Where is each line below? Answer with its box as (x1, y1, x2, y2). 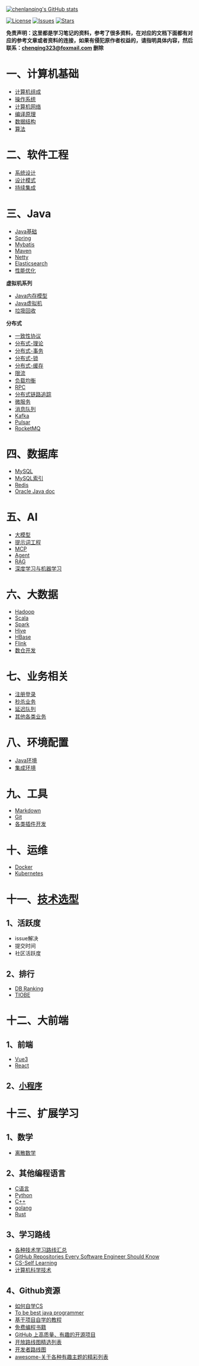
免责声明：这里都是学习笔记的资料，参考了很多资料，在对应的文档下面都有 (6, 30, 188, 36)
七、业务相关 (6, 670, 69, 683)
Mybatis (14, 241, 35, 248)
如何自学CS (14, 1302, 43, 1310)
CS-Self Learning (14, 1260, 57, 1267)
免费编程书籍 (14, 1324, 46, 1331)
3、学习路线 (6, 1229, 50, 1239)
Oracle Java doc (14, 488, 55, 495)
